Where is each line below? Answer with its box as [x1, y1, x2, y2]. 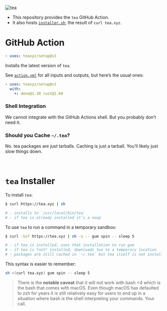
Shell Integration [5, 103, 46, 109]
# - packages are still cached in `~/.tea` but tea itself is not [5, 252, 146, 257]
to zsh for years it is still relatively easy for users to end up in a [17, 290, 146, 296]
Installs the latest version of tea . [5, 62, 71, 68]
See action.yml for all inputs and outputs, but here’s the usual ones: [5, 72, 144, 78]
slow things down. [5, 148, 43, 154]
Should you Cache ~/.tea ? [5, 132, 70, 139]
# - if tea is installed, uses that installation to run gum [5, 243, 135, 248]
